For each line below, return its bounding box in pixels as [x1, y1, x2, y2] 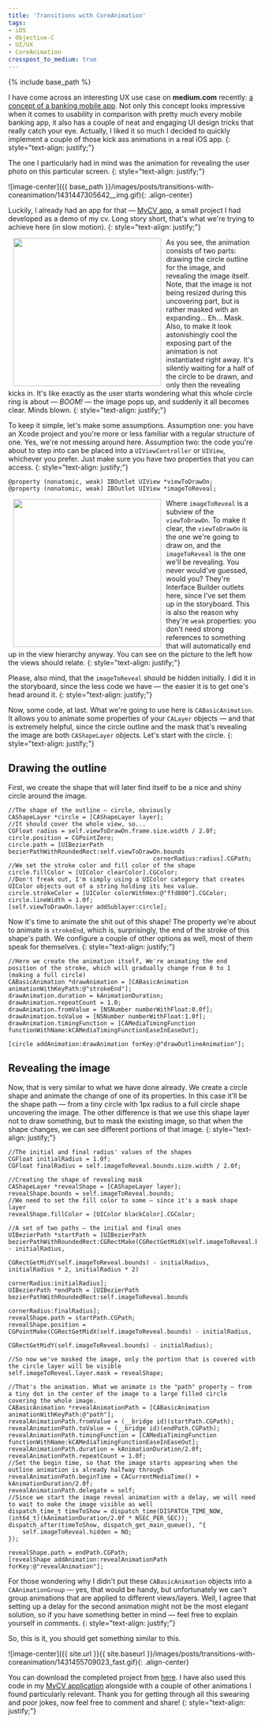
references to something [166, 632, 246, 642]
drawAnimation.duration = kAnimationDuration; [8, 991, 164, 999]
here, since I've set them [166, 590, 246, 600]
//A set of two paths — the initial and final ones [8, 1224, 181, 1232]
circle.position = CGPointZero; [8, 833, 114, 841]
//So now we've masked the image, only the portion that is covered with [8, 1355, 256, 1363]
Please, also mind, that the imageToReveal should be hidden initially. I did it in [8, 672, 256, 683]
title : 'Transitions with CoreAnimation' [8, 11, 147, 20]
